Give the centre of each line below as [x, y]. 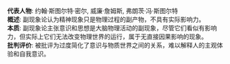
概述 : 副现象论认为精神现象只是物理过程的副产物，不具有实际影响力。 [106, 19]
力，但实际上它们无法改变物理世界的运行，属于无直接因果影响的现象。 [107, 36]
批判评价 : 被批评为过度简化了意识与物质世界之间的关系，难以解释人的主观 [112, 45]
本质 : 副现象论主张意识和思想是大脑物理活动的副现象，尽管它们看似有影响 [112, 28]
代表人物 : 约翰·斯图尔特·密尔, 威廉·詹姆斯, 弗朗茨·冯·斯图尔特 [93, 11]
